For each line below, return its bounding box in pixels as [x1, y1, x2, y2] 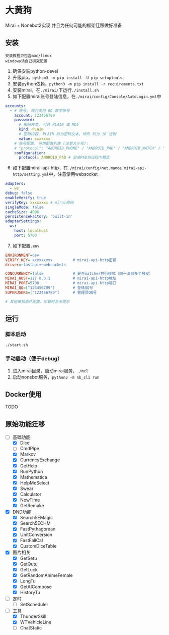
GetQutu [20, 561, 38, 567]
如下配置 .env [12, 242, 40, 249]
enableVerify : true [5, 195, 46, 200]
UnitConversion [20, 531, 53, 538]
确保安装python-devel [12, 68, 58, 74]
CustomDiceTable [20, 543, 57, 549]
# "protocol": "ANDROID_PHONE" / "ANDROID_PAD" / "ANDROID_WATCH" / [14, 145, 161, 151]
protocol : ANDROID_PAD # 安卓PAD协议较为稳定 [18, 155, 110, 160]
